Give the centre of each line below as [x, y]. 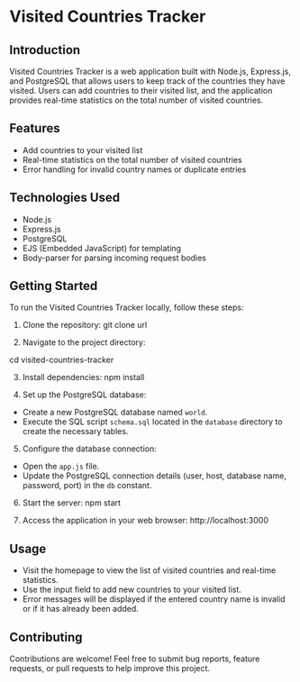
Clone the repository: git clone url [85, 325]
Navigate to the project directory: [84, 342]
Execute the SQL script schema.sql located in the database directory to [152, 422]
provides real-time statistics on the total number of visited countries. [136, 100]
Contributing [46, 637]
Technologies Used [64, 198]
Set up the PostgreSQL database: [84, 395]
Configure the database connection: [89, 449]
